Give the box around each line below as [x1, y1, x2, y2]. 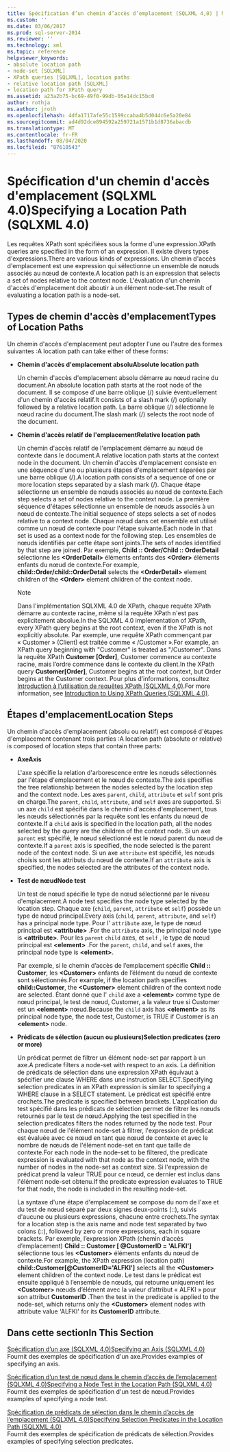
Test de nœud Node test [16, 876, 86, 885]
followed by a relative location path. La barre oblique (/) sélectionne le [16, 403, 215, 411]
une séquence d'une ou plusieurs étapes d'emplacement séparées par [16, 466, 217, 474]
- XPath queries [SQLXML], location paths [7, 73, 130, 81]
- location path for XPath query [7, 86, 103, 93]
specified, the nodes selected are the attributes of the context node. [16, 863, 210, 871]
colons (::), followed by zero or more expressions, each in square [16, 1227, 201, 1235]
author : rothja [7, 99, 51, 106]
